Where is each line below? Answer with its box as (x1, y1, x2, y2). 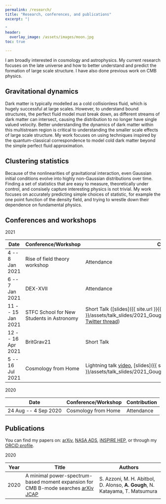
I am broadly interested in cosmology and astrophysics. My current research (5, 57, 161, 63)
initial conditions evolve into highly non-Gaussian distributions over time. (5, 175, 153, 181)
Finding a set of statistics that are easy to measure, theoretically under (5, 180, 149, 186)
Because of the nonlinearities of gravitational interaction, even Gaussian (5, 170, 152, 176)
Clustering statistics (5, 157, 69, 166)
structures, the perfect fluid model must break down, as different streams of (5, 111, 160, 117)
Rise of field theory (25, 256, 70, 263)
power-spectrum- (49, 472, 93, 479)
